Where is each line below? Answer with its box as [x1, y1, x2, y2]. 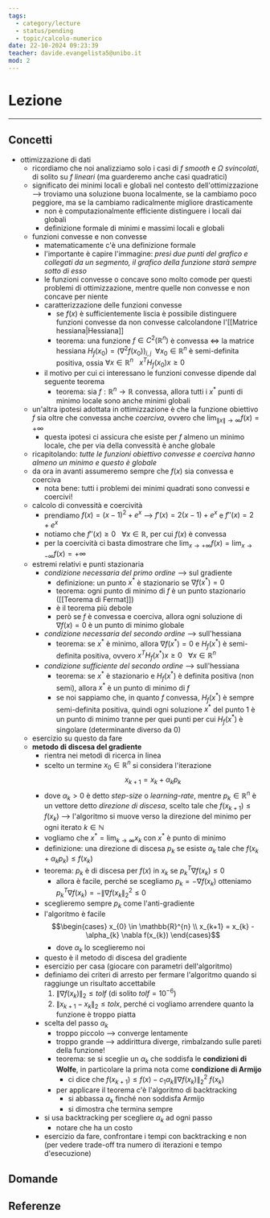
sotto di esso [43, 266, 87, 275]
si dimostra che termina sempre [67, 1104, 174, 1113]
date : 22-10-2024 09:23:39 [8, 42, 99, 50]
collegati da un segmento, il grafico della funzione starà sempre [43, 257, 257, 266]
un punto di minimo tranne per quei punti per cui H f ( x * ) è [55, 713, 243, 725]
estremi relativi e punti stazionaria [31, 559, 145, 568]
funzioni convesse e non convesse [31, 231, 147, 242]
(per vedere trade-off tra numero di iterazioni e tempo [43, 1140, 223, 1150]
